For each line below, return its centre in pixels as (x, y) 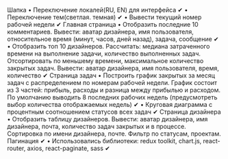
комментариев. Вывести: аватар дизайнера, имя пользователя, (100, 32)
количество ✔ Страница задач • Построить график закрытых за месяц (111, 75)
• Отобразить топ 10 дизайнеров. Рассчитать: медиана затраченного (109, 46)
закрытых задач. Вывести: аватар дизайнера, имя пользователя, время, (113, 68)
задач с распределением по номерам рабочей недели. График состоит (112, 83)
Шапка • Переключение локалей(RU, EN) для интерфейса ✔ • (98, 10)
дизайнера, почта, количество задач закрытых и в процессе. (97, 126)
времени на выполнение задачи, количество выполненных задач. (104, 53)
